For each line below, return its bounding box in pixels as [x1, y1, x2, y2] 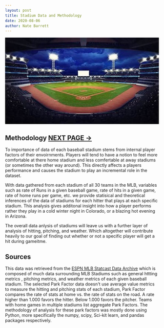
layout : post [5, 8, 32, 13]
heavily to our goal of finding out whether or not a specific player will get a [5, 233, 155, 239]
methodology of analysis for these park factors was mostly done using [5, 307, 147, 313]
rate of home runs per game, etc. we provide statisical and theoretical [5, 193, 145, 198]
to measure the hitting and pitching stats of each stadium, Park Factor [5, 286, 145, 292]
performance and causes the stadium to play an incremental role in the [5, 168, 147, 174]
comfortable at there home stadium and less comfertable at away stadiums [5, 157, 156, 163]
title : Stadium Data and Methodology [5, 13, 82, 18]
